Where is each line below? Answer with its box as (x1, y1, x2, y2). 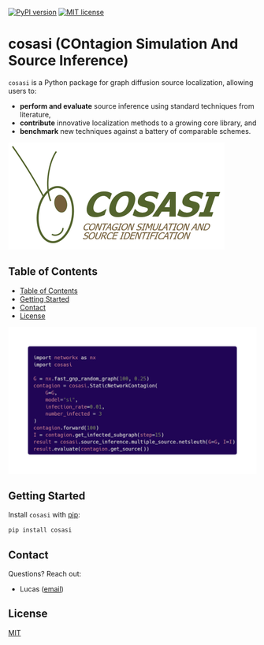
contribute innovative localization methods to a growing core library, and (19, 118, 257, 128)
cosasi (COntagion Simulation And (8, 35, 239, 53)
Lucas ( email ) (19, 584, 65, 594)
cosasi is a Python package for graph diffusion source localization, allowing (8, 77, 254, 87)
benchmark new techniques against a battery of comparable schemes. (19, 126, 251, 135)
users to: (8, 86, 37, 95)
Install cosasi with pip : (8, 510, 80, 520)
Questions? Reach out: (8, 569, 82, 578)
